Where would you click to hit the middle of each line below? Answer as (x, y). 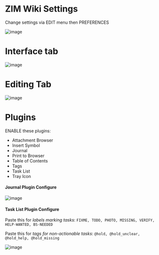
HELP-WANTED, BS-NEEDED (29, 225)
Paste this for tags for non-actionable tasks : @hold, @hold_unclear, (73, 234)
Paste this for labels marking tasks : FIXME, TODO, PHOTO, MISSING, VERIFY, (80, 220)
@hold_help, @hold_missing (32, 239)
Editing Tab (28, 85)
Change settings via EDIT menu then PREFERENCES (57, 22)
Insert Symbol (26, 145)
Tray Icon (22, 176)
